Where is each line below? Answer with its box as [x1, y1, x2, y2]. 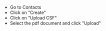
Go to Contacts [9, 4, 41, 10]
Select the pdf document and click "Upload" [9, 20, 101, 26]
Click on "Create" [9, 9, 46, 15]
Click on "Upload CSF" [9, 15, 57, 20]
